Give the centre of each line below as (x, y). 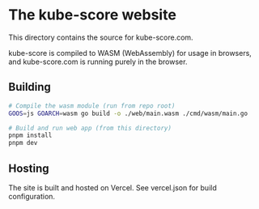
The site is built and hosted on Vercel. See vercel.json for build (113, 187)
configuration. (32, 196)
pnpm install (30, 135)
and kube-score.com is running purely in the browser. (98, 62)
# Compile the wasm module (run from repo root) (92, 106)
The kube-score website (92, 15)
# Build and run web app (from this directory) (90, 128)
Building (30, 87)
